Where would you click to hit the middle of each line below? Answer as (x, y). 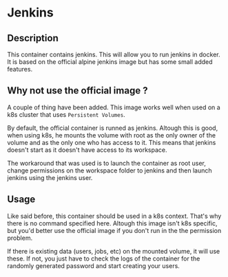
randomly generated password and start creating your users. (94, 265)
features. (20, 69)
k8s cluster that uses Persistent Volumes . (66, 114)
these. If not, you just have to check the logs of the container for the (104, 258)
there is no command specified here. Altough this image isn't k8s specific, (112, 223)
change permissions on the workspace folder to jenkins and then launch (110, 170)
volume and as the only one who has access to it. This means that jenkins (112, 142)
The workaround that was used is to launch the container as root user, (107, 163)
